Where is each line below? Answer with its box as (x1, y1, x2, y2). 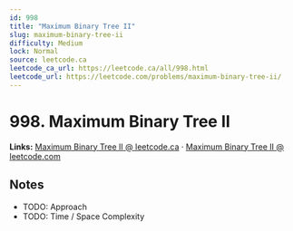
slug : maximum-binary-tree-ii (9, 30, 124, 39)
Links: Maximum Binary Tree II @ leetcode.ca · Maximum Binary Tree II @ (9, 141, 284, 152)
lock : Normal (9, 47, 59, 56)
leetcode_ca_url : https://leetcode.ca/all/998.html (9, 64, 209, 73)
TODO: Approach (22, 201, 88, 212)
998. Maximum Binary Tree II (9, 111, 231, 131)
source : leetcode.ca (9, 55, 88, 64)
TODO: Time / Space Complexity (22, 210, 145, 222)
